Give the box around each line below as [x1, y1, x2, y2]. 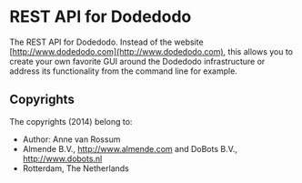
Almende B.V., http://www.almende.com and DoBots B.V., [22, 143, 238, 154]
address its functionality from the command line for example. [9, 66, 238, 76]
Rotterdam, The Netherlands [22, 162, 130, 174]
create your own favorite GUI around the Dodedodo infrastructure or [9, 56, 266, 66]
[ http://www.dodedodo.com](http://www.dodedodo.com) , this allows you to [9, 46, 294, 56]
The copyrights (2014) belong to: [9, 116, 133, 127]
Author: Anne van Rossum [22, 134, 121, 145]
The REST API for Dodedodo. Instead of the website [9, 36, 204, 47]
